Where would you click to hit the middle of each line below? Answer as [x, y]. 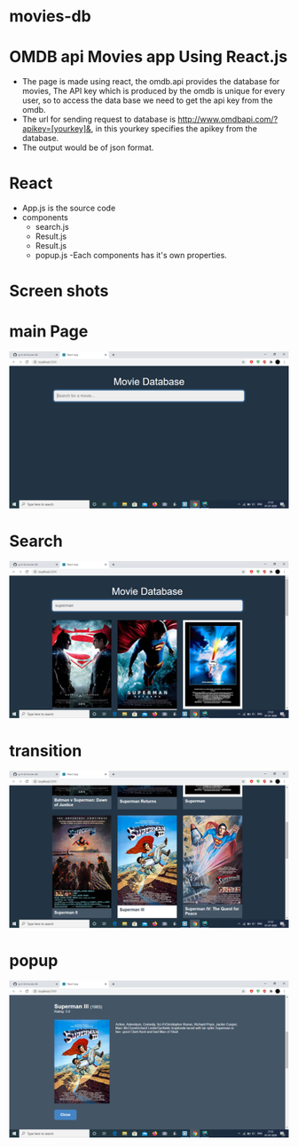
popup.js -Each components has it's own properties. [131, 256]
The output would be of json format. [88, 147]
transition [46, 751]
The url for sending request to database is [98, 119]
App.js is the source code [69, 208]
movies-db [50, 16]
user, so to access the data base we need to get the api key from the [147, 100]
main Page [49, 332]
